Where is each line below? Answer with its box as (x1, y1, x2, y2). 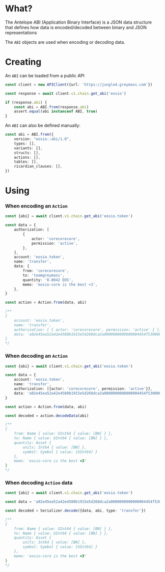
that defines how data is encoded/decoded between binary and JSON (5, 24, 147, 30)
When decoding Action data (5, 479, 73, 486)
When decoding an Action (5, 352, 68, 359)
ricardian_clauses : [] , (14, 164, 63, 169)
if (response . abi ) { (5, 100, 48, 105)
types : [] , (14, 141, 36, 146)
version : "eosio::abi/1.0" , (14, 137, 71, 142)
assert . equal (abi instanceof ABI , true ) (14, 109, 98, 114)
